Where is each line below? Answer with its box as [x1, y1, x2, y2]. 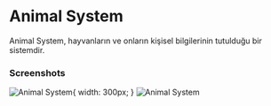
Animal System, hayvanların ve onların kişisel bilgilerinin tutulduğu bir [9, 35, 262, 46]
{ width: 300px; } [72, 87, 135, 98]
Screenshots [9, 66, 66, 79]
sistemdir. [9, 44, 45, 55]
